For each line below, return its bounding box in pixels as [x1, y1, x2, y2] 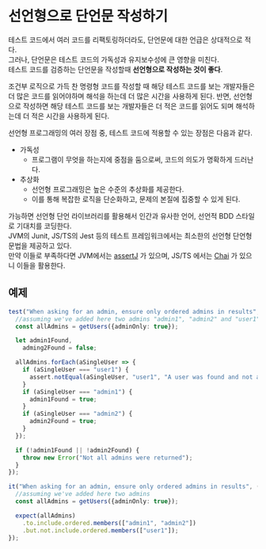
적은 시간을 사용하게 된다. [31, 111, 110, 120]
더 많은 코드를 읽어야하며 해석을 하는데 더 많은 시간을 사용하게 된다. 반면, [8, 91, 232, 101]
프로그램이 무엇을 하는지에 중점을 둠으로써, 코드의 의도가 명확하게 [31, 154, 233, 164]
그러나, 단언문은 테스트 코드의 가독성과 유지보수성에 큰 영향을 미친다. [8, 55, 219, 64]
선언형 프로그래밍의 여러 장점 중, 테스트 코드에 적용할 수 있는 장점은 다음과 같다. [8, 128, 253, 137]
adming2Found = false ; [22, 344, 97, 353]
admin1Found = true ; [28, 395, 97, 403]
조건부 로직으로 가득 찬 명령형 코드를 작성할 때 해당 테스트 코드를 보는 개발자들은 [8, 81, 256, 91]
